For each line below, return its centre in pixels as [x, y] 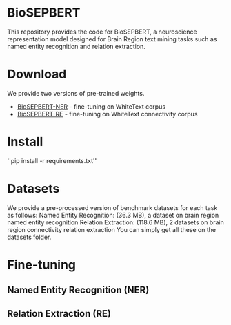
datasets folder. [29, 237]
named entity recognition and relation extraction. [77, 46]
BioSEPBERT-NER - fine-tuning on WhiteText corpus [91, 106]
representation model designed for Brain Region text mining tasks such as [112, 39]
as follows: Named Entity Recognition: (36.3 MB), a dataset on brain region [113, 215]
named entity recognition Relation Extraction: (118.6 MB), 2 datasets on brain [115, 222]
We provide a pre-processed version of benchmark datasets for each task [112, 207]
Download [37, 74]
